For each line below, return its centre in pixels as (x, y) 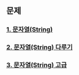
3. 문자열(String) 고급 (36, 65)
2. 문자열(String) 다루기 (39, 47)
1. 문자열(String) (29, 30)
